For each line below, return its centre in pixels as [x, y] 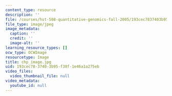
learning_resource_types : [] [36, 48]
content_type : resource [31, 10]
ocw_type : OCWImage [26, 52]
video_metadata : [23, 81]
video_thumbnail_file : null [40, 76]
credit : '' [21, 39]
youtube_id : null [28, 85]
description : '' [23, 15]
